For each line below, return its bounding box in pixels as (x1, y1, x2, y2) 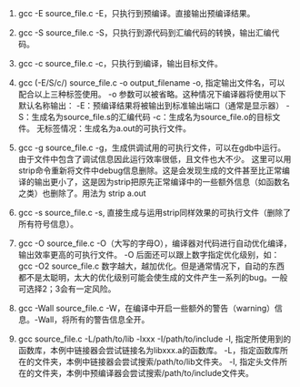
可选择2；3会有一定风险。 (17, 283, 116, 294)
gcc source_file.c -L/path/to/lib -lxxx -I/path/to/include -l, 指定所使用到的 (17, 333, 292, 344)
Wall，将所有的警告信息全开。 (37, 314, 150, 325)
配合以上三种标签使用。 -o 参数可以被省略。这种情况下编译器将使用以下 (17, 89, 286, 99)
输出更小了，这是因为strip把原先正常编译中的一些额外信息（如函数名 (34, 177, 291, 187)
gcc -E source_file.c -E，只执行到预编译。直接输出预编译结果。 (17, 8, 255, 18)
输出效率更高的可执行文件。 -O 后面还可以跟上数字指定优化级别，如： (17, 250, 280, 260)
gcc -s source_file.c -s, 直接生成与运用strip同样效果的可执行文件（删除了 (17, 208, 291, 218)
